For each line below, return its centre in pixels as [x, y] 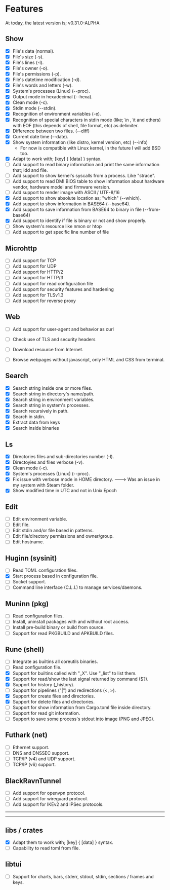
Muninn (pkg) [27, 604]
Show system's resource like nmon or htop [57, 227]
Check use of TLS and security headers [54, 339]
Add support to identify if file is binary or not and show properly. [79, 220]
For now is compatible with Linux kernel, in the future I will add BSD [90, 148]
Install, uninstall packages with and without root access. [71, 622]
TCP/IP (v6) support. [34, 765]
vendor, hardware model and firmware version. [61, 187]
